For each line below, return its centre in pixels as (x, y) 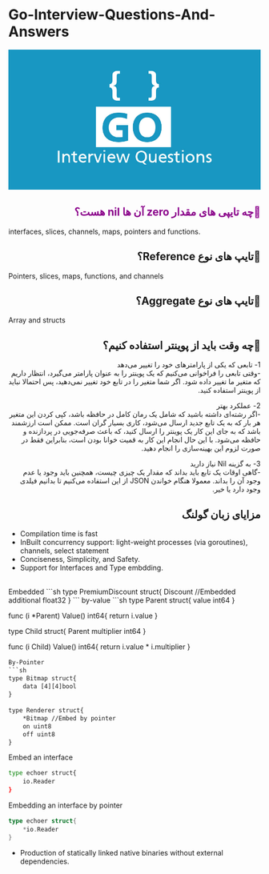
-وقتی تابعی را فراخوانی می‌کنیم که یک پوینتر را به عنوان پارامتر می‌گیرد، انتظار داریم (136, 373)
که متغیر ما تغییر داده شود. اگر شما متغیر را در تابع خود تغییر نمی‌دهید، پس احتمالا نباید (134, 382)
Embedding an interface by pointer (66, 805)
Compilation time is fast (59, 533)
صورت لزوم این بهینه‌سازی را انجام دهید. (201, 448)
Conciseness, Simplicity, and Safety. (80, 559)
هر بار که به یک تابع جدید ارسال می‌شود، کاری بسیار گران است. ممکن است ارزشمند (136, 423)
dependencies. (44, 861)
